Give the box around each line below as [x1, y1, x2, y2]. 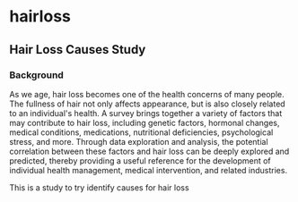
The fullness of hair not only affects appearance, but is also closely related [9, 98, 285, 109]
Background [9, 69, 65, 81]
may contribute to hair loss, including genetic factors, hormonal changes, [9, 117, 280, 128]
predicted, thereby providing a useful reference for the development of [9, 155, 271, 166]
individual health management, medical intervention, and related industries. [9, 164, 288, 175]
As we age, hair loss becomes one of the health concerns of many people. [9, 88, 285, 99]
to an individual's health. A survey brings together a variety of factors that [9, 107, 283, 118]
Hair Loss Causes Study [9, 42, 146, 57]
